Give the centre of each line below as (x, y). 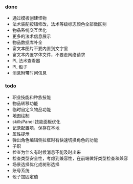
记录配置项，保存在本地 (36, 127)
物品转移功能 (25, 103)
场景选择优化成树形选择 (36, 164)
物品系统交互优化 (29, 30)
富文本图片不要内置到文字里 (40, 49)
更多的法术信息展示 (32, 36)
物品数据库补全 (27, 42)
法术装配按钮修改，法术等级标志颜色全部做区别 (59, 24)
